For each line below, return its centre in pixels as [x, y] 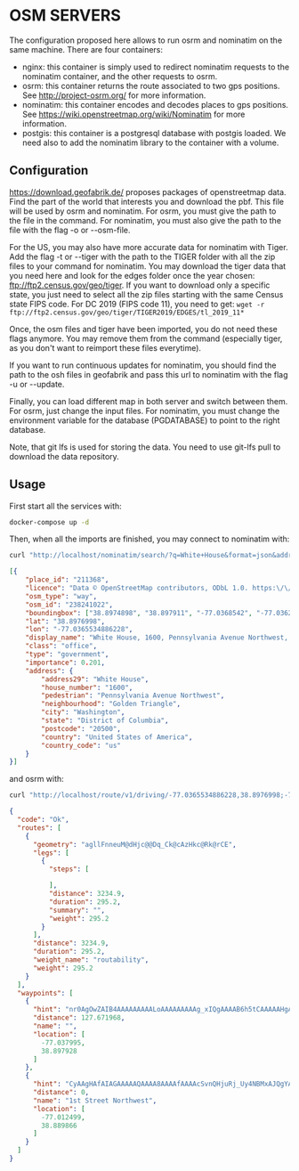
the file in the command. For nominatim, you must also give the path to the [145, 220]
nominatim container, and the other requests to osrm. [120, 76]
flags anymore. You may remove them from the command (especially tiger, [146, 338]
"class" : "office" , [61, 646]
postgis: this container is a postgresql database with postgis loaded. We [154, 133]
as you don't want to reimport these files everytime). [105, 347]
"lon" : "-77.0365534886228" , [79, 630]
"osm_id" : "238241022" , [69, 605]
